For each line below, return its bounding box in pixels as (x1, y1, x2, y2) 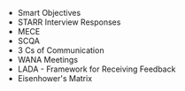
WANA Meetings (17, 55, 78, 64)
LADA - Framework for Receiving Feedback (17, 64, 176, 74)
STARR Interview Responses (17, 17, 121, 27)
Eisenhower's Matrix (17, 73, 93, 83)
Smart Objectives (17, 8, 81, 18)
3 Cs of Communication (17, 45, 104, 56)
